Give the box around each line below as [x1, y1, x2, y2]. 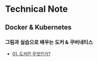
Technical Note [5, 3, 68, 15]
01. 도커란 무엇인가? [12, 51, 50, 57]
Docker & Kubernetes [5, 23, 72, 31]
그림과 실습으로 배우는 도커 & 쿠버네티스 [5, 38, 93, 45]
